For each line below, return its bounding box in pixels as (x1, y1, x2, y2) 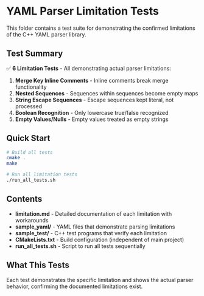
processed (15, 102, 43, 110)
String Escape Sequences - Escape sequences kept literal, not (15, 96, 174, 103)
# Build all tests (6, 149, 53, 156)
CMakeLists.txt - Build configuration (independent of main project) (15, 236, 185, 243)
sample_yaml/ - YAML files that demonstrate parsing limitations (15, 223, 175, 230)
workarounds (15, 216, 49, 224)
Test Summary (6, 49, 63, 59)
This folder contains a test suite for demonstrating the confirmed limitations (6, 24, 196, 32)
